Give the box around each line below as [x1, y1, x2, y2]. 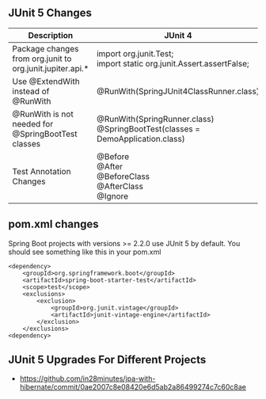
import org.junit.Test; [96, 47, 174, 59]
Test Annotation [12, 165, 71, 177]
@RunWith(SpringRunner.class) [96, 113, 215, 124]
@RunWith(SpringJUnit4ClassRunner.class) [96, 85, 260, 97]
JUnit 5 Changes [8, 6, 93, 20]
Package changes [12, 43, 79, 54]
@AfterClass [96, 180, 144, 192]
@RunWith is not [12, 108, 74, 120]
